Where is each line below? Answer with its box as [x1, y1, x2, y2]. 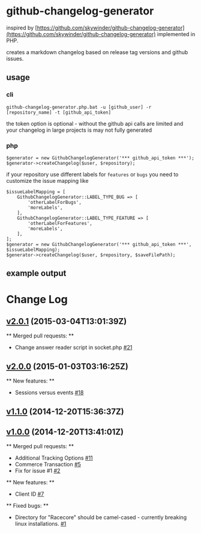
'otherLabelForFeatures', [28, 220, 93, 226]
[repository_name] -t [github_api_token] [6, 109, 112, 116]
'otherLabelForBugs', [28, 199, 82, 205]
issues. [6, 55, 24, 62]
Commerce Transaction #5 [14, 461, 81, 468]
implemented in [157, 30, 196, 37]
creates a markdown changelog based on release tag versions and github [6, 48, 188, 55]
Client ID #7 [14, 490, 44, 498]
